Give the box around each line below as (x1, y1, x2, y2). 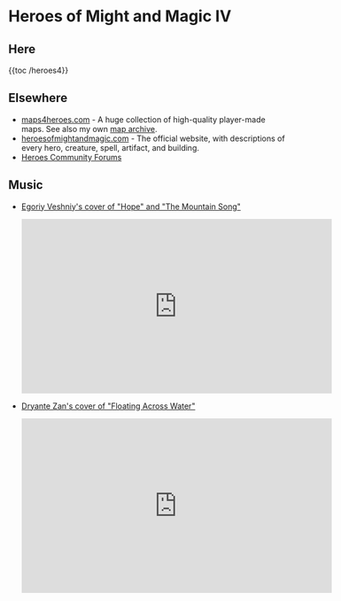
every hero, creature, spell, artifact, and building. (20, 142, 200, 152)
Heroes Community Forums (20, 152, 122, 162)
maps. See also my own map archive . (20, 123, 158, 134)
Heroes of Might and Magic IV (8, 6, 232, 27)
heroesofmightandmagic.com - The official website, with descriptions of (20, 133, 285, 144)
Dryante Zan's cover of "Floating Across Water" (20, 401, 196, 411)
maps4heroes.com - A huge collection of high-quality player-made (20, 113, 267, 125)
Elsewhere (8, 90, 68, 105)
